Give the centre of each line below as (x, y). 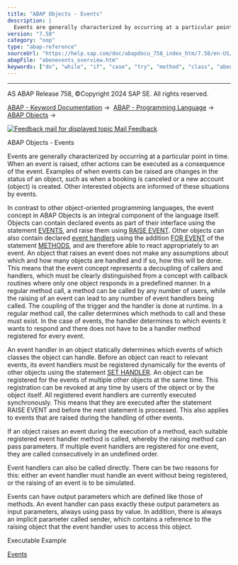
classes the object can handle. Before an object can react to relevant (108, 357)
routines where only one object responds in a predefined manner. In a (109, 283)
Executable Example (37, 540)
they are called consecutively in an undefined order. (83, 454)
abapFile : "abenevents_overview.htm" (63, 60)
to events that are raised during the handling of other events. (96, 417)
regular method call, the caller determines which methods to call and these (117, 313)
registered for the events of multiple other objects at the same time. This (113, 380)
